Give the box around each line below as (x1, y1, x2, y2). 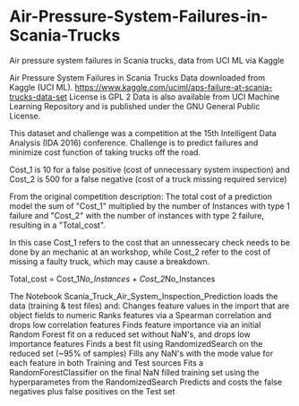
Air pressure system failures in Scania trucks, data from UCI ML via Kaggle (9, 55, 285, 65)
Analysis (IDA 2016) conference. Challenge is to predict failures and (9, 137, 259, 148)
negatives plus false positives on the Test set (9, 385, 175, 396)
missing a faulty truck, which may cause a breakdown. (9, 255, 210, 266)
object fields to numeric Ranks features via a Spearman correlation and (9, 309, 271, 320)
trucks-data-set (9, 91, 68, 102)
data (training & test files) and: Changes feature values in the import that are (9, 300, 290, 311)
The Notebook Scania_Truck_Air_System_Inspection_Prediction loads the (9, 290, 278, 301)
